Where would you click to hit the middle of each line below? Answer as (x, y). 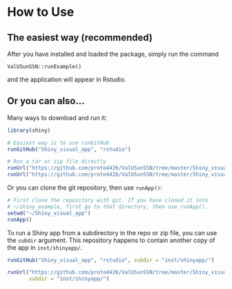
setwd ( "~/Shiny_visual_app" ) (49, 213)
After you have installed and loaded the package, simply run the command (113, 54)
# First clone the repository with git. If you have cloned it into (108, 201)
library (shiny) (29, 130)
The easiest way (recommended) (80, 38)
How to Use (41, 12)
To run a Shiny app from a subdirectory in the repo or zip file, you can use (112, 232)
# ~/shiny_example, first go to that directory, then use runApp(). (108, 207)
